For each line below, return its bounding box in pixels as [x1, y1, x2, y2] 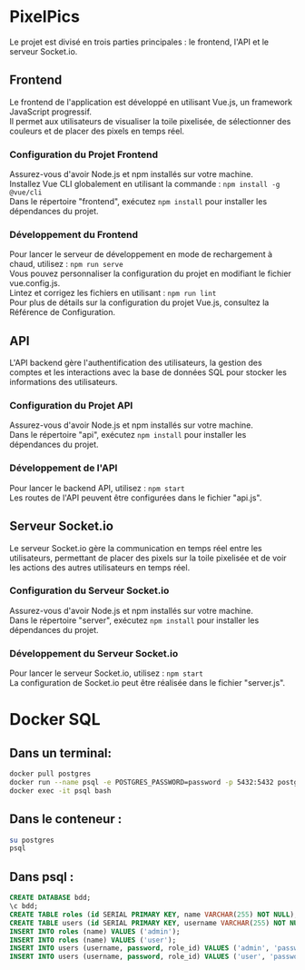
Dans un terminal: [9, 745, 112, 760]
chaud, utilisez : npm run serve [9, 259, 124, 270]
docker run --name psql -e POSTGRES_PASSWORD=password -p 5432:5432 [9, 778, 274, 787]
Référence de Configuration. [9, 307, 116, 318]
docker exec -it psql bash [9, 786, 112, 796]
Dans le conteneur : [9, 811, 123, 827]
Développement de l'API [9, 461, 118, 474]
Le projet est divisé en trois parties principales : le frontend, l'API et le [9, 36, 270, 47]
